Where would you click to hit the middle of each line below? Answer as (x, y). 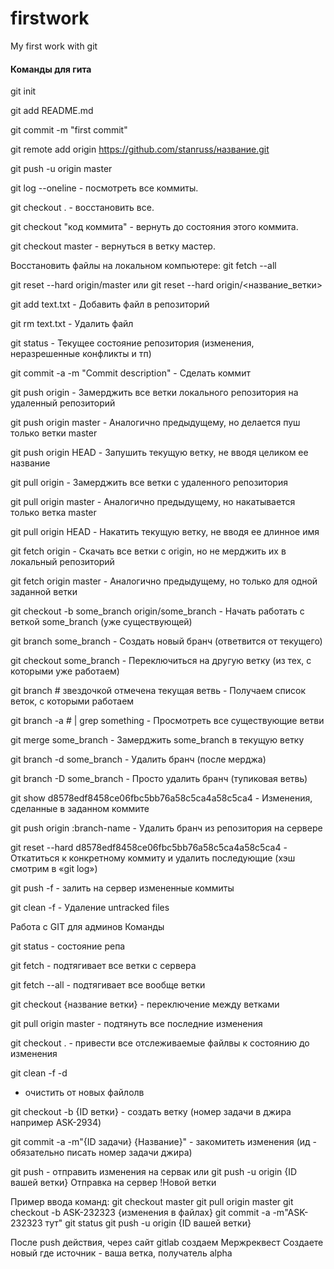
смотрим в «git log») (54, 869)
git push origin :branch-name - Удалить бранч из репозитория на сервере (166, 828)
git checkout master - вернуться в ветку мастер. (113, 246)
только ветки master (54, 433)
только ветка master (53, 513)
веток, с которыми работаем (72, 701)
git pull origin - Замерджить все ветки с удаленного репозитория (149, 483)
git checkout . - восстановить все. (82, 208)
